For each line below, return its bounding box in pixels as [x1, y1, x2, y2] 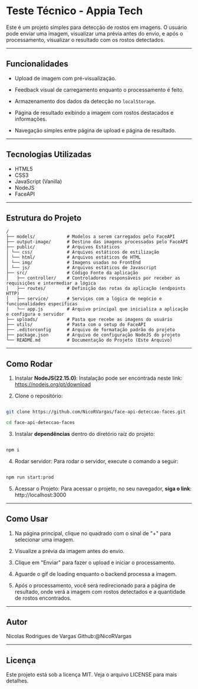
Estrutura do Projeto [6, 213, 82, 223]
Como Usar [6, 514, 48, 524]
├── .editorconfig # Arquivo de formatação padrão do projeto [6, 327, 176, 333]
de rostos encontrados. [14, 594, 72, 601]
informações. [14, 115, 47, 122]
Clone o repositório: [14, 392, 63, 400]
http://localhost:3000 [14, 491, 67, 498]
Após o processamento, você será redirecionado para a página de [14, 581, 176, 589]
